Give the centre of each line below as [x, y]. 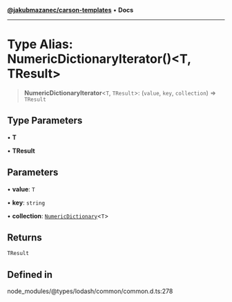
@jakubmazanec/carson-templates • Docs [70, 10]
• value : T [21, 189]
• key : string [26, 202]
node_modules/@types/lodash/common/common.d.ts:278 [90, 291]
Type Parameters [45, 121]
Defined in [30, 275]
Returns [25, 237]
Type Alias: [40, 45]
